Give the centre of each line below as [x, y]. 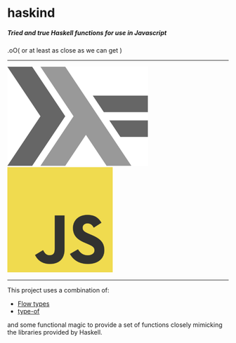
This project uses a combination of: [58, 290]
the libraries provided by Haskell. [55, 332]
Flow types [33, 304]
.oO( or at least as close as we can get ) [65, 51]
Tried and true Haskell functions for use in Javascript [87, 32]
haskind [31, 13]
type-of [28, 311]
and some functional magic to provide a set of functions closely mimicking [115, 325]
